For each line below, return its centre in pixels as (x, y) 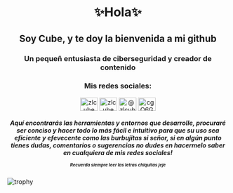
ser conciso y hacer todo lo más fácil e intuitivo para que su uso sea (118, 131)
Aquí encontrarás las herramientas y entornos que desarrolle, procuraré (118, 123)
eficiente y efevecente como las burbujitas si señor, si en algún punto (118, 138)
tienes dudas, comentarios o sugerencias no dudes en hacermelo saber (118, 145)
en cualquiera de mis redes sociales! (118, 153)
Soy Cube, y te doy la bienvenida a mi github (118, 38)
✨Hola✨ (118, 12)
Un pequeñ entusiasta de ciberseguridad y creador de (118, 58)
